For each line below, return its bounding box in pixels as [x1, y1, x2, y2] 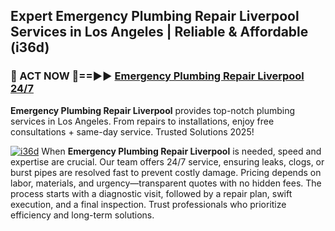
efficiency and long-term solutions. [10, 209, 155, 221]
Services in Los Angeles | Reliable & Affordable [10, 24, 309, 41]
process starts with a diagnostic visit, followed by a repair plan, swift [10, 187, 293, 199]
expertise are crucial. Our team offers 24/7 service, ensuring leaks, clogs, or [10, 155, 325, 168]
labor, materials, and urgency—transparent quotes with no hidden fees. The [10, 177, 322, 189]
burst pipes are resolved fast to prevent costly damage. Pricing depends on [10, 166, 322, 178]
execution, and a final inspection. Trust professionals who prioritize [10, 198, 287, 210]
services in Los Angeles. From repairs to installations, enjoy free [10, 115, 275, 127]
